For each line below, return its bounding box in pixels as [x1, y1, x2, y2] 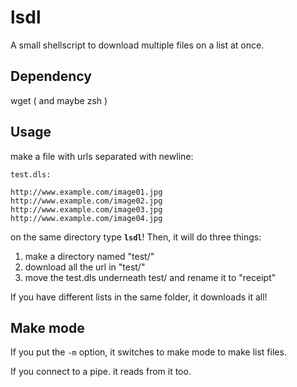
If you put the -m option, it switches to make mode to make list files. [10, 346, 287, 358]
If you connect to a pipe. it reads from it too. [10, 366, 192, 378]
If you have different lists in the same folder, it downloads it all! [10, 291, 268, 303]
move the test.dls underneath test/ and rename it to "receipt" [24, 271, 277, 283]
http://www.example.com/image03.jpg [10, 204, 163, 215]
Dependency [10, 68, 92, 85]
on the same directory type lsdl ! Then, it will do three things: [10, 231, 262, 243]
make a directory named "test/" [24, 250, 155, 262]
